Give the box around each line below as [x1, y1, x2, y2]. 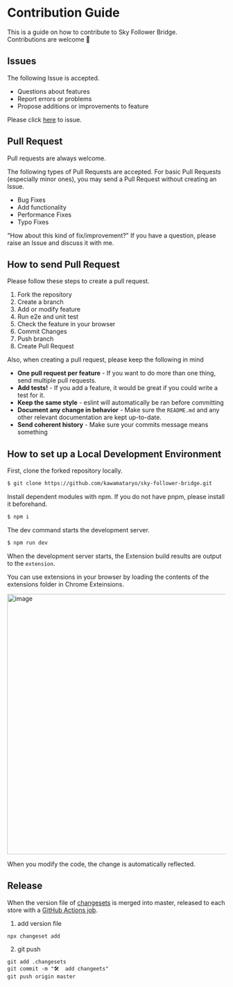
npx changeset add [7, 932, 60, 940]
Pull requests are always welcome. [7, 154, 106, 162]
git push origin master [7, 973, 76, 980]
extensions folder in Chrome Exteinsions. [7, 580, 125, 588]
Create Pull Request [17, 342, 74, 351]
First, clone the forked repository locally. [7, 466, 123, 475]
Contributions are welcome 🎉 [7, 35, 90, 43]
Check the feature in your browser [17, 320, 116, 328]
